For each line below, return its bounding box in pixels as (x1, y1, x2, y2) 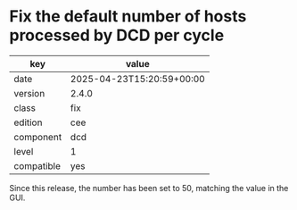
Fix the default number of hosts (9, 6, 247, 27)
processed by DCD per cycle (9, 25, 225, 46)
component (13, 130, 62, 143)
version (13, 87, 45, 99)
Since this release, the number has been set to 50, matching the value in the (9, 182, 289, 193)
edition (13, 116, 43, 129)
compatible (13, 159, 61, 172)
